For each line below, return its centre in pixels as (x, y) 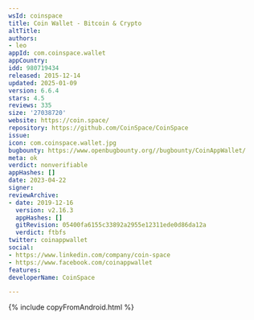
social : (21, 248)
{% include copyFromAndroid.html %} (71, 307)
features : (25, 270)
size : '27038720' (37, 113)
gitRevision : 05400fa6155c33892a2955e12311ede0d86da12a (111, 225)
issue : (19, 135)
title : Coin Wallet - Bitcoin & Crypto (75, 23)
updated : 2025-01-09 (43, 83)
